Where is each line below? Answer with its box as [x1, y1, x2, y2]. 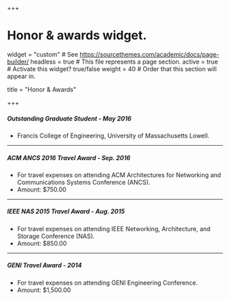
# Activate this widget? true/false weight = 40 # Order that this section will [7, 64, 217, 73]
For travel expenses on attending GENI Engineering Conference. [16, 278, 199, 287]
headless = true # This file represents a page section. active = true [30, 57, 218, 66]
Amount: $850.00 [16, 239, 67, 247]
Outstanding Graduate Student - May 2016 [7, 114, 132, 122]
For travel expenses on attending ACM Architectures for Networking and [16, 170, 221, 179]
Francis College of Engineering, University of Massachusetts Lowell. [16, 131, 210, 140]
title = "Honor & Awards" [7, 85, 77, 93]
